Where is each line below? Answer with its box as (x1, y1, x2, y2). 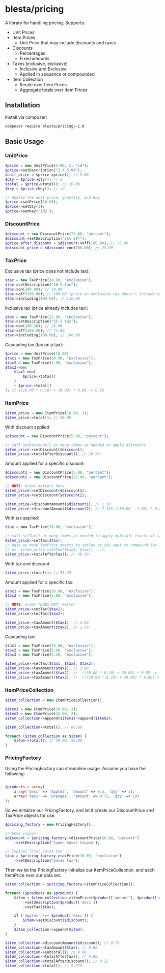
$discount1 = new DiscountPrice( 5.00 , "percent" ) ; (5, 470, 111, 475)
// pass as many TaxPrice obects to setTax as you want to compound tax (5, 543, 157, 548)
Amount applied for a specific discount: (5, 460, 85, 466)
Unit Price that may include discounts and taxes (19, 39, 116, 45)
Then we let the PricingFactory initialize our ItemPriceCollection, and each (5, 867, 155, 873)
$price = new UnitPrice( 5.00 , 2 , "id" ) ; (5, 163, 89, 168)
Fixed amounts (19, 55, 50, 61)
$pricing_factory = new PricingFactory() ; (5, 822, 93, 827)
